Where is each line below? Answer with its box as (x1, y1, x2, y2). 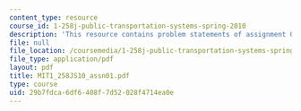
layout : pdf (9, 64, 54, 73)
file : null (9, 38, 50, 47)
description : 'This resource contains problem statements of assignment (9, 30, 287, 38)
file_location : (9, 47, 66, 55)
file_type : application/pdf (9, 55, 115, 64)
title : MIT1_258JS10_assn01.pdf (9, 72, 130, 81)
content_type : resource (9, 13, 99, 22)
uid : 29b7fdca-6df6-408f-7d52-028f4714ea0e (9, 88, 175, 97)
